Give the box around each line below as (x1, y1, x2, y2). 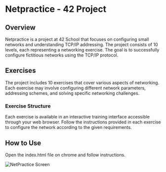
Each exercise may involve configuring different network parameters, (5, 85, 146, 91)
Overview (5, 23, 36, 32)
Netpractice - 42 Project (5, 3, 107, 15)
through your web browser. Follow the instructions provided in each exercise (5, 119, 161, 125)
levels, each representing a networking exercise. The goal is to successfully (5, 47, 160, 53)
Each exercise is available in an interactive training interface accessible (5, 114, 150, 120)
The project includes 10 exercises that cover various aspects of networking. (5, 79, 160, 85)
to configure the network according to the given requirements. (5, 124, 132, 130)
